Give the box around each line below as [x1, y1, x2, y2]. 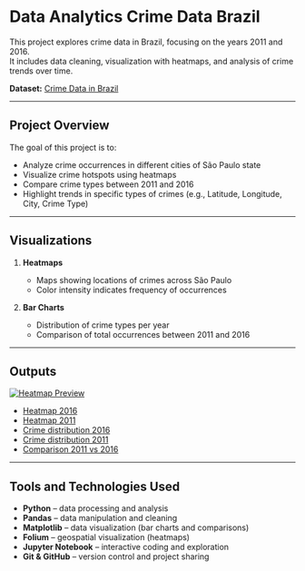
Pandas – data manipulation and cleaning [22, 513, 178, 524]
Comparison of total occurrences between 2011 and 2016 [35, 329, 251, 340]
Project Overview [9, 118, 110, 133]
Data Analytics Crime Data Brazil [9, 6, 261, 27]
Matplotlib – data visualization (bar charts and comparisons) [22, 522, 250, 533]
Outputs [9, 363, 57, 379]
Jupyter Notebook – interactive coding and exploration [22, 542, 230, 553]
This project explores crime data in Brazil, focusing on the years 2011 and [9, 36, 283, 47]
